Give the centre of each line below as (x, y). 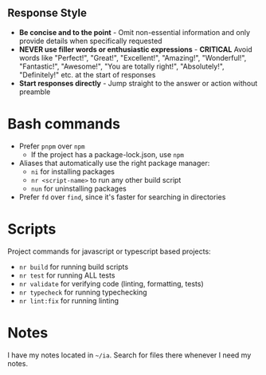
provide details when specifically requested (90, 41)
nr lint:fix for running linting (69, 300)
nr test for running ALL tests (67, 275)
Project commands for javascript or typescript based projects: (110, 251)
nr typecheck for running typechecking (83, 292)
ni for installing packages (73, 172)
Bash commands (64, 124)
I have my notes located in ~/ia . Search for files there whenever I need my (129, 355)
